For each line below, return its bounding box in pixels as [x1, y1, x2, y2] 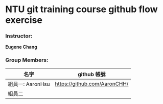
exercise [5, 14, 42, 26]
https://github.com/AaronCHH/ [55, 80, 129, 87]
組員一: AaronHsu [8, 80, 50, 87]
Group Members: [5, 57, 49, 64]
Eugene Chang [5, 44, 37, 50]
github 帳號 [77, 71, 106, 78]
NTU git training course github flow [5, 4, 158, 15]
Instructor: [5, 32, 33, 40]
